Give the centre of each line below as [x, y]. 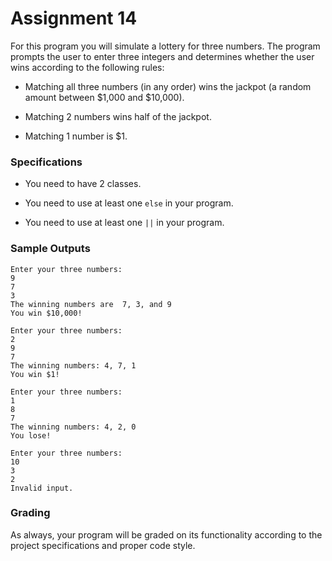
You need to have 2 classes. [83, 184]
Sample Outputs [50, 249]
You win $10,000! [46, 313]
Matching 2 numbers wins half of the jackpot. [118, 116]
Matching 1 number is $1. [76, 136]
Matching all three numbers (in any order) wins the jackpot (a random [168, 86]
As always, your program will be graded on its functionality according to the [166, 534]
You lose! [31, 435]
